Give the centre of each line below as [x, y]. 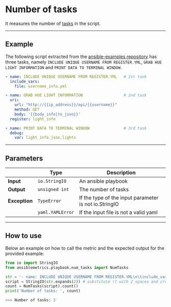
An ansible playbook [104, 181]
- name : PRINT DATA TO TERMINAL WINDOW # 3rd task [76, 128]
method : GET [27, 109]
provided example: [25, 254]
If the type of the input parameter [119, 198]
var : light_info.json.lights [45, 138]
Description [121, 173]
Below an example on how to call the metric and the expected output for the [85, 248]
